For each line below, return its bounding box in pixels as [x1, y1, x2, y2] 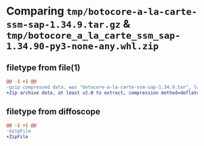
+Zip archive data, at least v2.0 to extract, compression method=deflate [6, 90, 200, 96]
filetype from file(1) [6, 62, 81, 73]
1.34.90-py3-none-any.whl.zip [6, 41, 159, 52]
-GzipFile [6, 128, 32, 134]
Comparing [6, 4, 64, 18]
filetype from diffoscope [6, 107, 101, 117]
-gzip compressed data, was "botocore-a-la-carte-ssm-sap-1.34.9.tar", [6, 84, 191, 90]
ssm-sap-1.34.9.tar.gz [6, 19, 121, 31]
